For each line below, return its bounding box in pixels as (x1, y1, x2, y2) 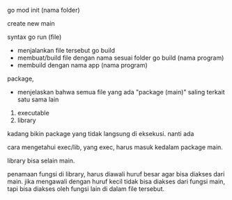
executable (17, 109, 50, 117)
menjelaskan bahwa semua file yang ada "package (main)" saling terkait (17, 88, 225, 96)
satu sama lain (17, 95, 59, 103)
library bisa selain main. (7, 156, 75, 165)
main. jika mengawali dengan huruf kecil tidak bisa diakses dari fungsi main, (7, 177, 225, 185)
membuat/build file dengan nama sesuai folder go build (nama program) (17, 53, 224, 62)
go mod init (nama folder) (7, 6, 80, 14)
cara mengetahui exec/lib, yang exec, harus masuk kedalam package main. (7, 143, 223, 151)
